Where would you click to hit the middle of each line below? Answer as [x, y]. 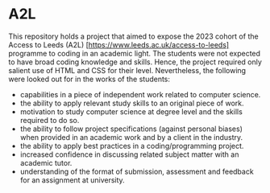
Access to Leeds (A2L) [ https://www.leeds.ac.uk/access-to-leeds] [119, 44]
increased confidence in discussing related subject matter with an [129, 154]
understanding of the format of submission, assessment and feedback [137, 171]
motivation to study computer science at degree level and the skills [131, 111]
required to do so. [50, 120]
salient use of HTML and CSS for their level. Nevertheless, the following [127, 70]
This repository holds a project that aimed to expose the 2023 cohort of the [134, 36]
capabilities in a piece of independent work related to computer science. [140, 94]
